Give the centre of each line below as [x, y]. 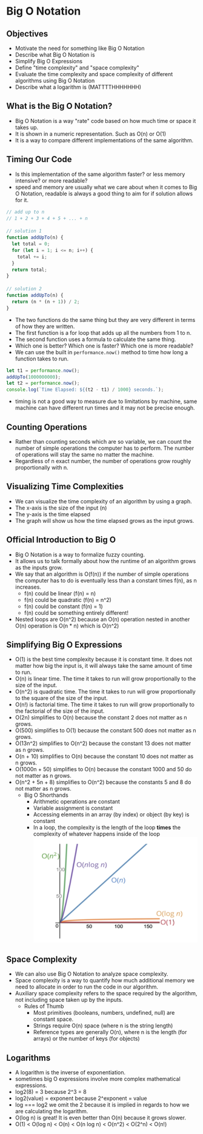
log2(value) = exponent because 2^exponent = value [81, 1098]
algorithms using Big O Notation [55, 81]
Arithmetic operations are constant [76, 802]
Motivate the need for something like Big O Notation [80, 48]
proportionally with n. [42, 467]
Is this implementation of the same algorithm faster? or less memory [100, 174]
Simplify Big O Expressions [49, 61]
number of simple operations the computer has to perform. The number [105, 448]
